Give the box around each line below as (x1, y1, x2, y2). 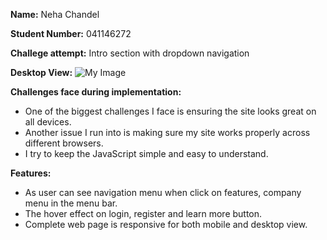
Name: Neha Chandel (10, 9, 100, 20)
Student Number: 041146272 (10, 28, 132, 39)
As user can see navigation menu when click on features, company (24, 187, 302, 198)
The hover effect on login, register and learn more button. (24, 208, 263, 219)
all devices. (24, 116, 72, 128)
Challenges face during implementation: (10, 86, 182, 98)
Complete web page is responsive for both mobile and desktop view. (24, 219, 308, 230)
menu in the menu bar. (24, 197, 118, 209)
